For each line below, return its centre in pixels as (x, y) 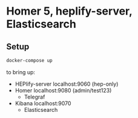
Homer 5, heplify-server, (69, 11)
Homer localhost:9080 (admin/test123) (63, 90)
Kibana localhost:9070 (43, 103)
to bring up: (21, 72)
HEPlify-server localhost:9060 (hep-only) (67, 84)
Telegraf (34, 97)
